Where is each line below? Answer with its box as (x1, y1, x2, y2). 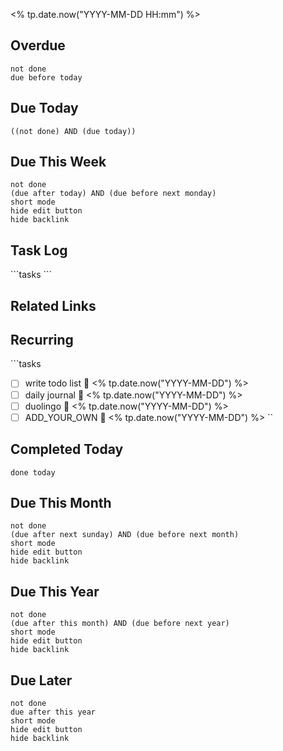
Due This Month (10, 494, 112, 511)
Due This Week (10, 154, 107, 171)
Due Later (10, 672, 73, 689)
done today (10, 467, 56, 478)
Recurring (10, 332, 74, 349)
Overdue (10, 37, 66, 54)
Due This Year (10, 583, 100, 600)
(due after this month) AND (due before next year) (10, 619, 230, 629)
